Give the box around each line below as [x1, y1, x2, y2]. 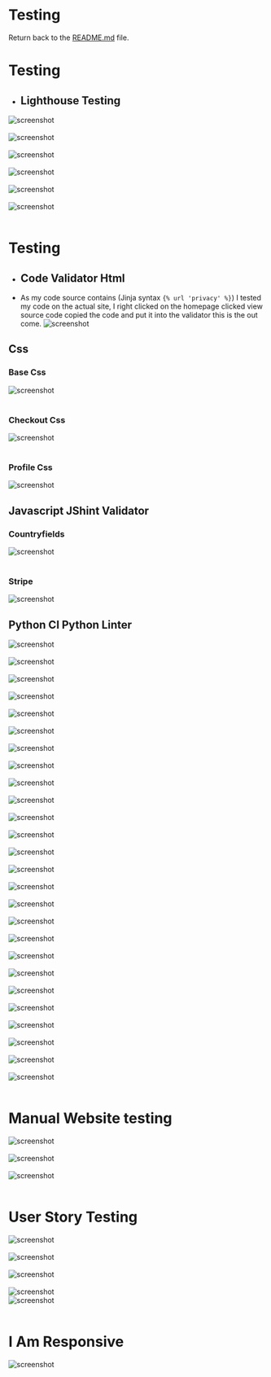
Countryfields [8, 528, 65, 539]
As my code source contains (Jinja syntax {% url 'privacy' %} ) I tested [20, 292, 262, 302]
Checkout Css [8, 414, 66, 425]
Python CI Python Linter [8, 617, 133, 632]
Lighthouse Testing [20, 94, 121, 107]
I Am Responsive [8, 1333, 125, 1351]
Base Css [8, 366, 46, 378]
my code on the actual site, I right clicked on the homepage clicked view [20, 301, 263, 311]
